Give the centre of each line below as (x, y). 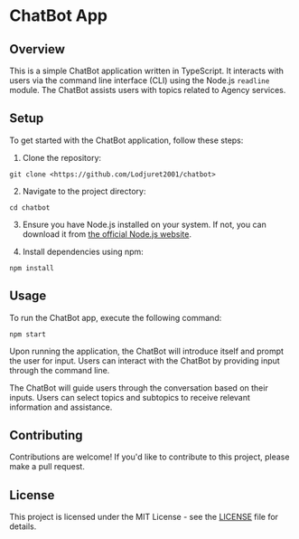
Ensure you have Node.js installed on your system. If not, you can (144, 224)
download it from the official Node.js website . (107, 234)
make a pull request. (47, 467)
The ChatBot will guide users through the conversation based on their (139, 388)
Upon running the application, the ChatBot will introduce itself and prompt (147, 351)
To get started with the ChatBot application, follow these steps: (126, 140)
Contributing (46, 435)
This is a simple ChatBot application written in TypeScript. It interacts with (147, 71)
